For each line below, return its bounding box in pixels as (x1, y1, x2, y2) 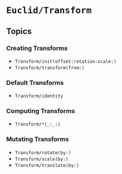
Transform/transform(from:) (14, 65, 85, 71)
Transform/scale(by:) (14, 156, 68, 162)
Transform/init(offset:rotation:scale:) (14, 58, 117, 64)
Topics (6, 26, 32, 36)
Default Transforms (6, 78, 64, 87)
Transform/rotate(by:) (14, 150, 71, 156)
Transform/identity (14, 93, 64, 99)
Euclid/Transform (6, 5, 92, 16)
